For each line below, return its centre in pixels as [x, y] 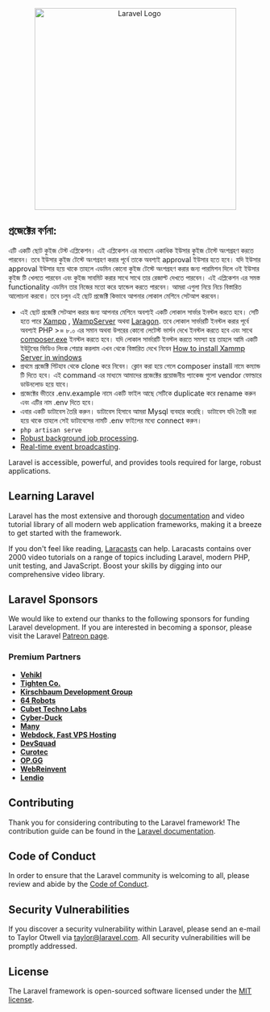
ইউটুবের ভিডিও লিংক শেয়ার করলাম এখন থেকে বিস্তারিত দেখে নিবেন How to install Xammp [133, 348]
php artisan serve [51, 430]
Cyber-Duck [41, 717]
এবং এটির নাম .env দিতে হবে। [57, 402]
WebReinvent [43, 769]
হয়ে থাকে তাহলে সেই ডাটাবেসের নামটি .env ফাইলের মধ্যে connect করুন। [111, 420]
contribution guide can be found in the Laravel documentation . [112, 830]
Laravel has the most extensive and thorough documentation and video [127, 516]
